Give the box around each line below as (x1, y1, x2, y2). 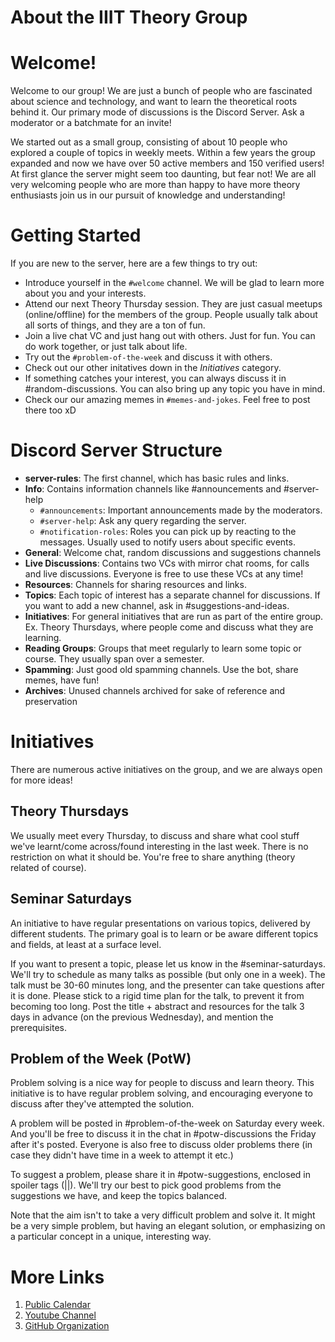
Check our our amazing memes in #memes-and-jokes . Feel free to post (24, 394, 311, 406)
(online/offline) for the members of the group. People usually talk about (24, 309, 318, 321)
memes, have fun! (24, 674, 100, 686)
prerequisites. (10, 1021, 68, 1033)
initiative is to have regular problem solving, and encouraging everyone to (10, 1087, 313, 1100)
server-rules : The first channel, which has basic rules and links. (24, 472, 290, 484)
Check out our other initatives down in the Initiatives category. (24, 362, 282, 374)
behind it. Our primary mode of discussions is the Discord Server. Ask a (10, 106, 305, 118)
